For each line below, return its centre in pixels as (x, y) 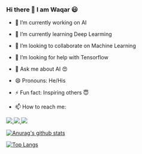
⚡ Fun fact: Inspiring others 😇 (52, 93)
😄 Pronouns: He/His (40, 81)
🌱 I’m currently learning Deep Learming (63, 34)
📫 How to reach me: (40, 107)
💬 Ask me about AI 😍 (41, 69)
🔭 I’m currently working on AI (51, 23)
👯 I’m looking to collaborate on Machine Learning (75, 46)
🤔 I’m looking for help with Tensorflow (62, 58)
